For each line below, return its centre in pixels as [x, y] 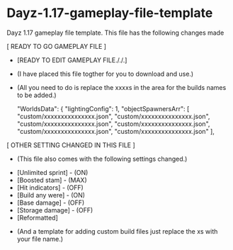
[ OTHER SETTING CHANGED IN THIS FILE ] [71, 145]
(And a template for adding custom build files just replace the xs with [117, 231]
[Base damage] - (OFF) [51, 203]
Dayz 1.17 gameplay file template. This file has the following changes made [115, 33]
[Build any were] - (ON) [51, 195]
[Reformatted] [37, 217]
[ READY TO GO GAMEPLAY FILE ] [57, 46]
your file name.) [40, 239]
